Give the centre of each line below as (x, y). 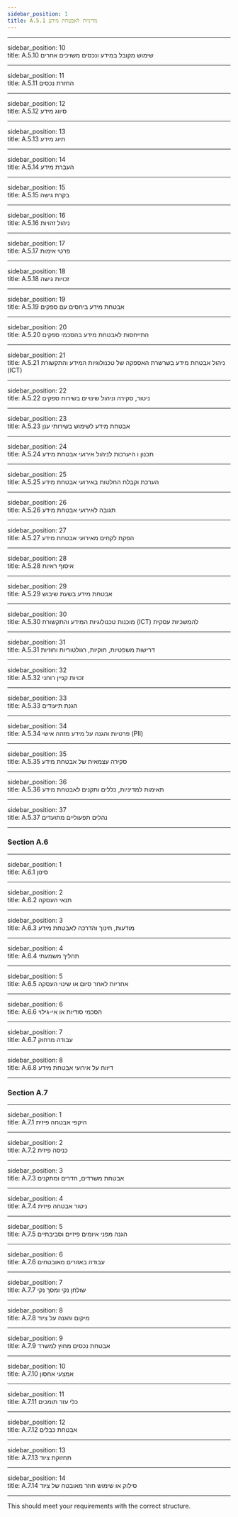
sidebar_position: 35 (37, 754)
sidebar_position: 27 (37, 530)
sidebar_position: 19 (36, 299)
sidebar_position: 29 (37, 586)
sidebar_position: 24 (37, 446)
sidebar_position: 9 (35, 1338)
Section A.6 (28, 842)
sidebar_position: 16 (36, 215)
